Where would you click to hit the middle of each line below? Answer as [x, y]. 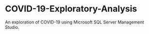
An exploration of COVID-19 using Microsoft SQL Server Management [74, 22]
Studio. [12, 27]
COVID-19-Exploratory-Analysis [71, 9]
